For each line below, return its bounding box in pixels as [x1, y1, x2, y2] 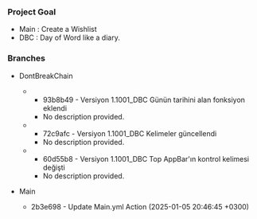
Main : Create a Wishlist [18, 25, 97, 34]
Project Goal [7, 6, 56, 18]
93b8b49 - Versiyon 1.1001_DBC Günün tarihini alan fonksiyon [42, 95, 246, 104]
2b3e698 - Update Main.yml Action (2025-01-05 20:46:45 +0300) [30, 201, 250, 211]
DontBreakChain [18, 71, 73, 80]
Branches [7, 53, 45, 64]
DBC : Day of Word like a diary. [18, 33, 120, 42]
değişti [42, 162, 65, 172]
